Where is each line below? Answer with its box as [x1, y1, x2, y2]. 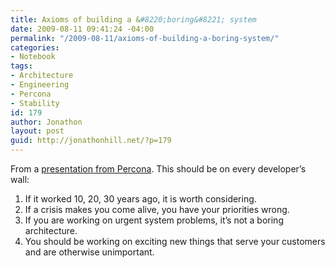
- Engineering [10, 80, 70, 90]
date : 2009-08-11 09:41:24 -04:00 [10, 24, 155, 34]
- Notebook [10, 52, 56, 62]
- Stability [10, 98, 60, 108]
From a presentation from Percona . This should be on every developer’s [10, 163, 307, 175]
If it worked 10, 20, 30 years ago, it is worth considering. [24, 193, 257, 205]
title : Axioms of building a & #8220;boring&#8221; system [10, 14, 257, 25]
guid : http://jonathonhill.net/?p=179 [10, 136, 172, 146]
